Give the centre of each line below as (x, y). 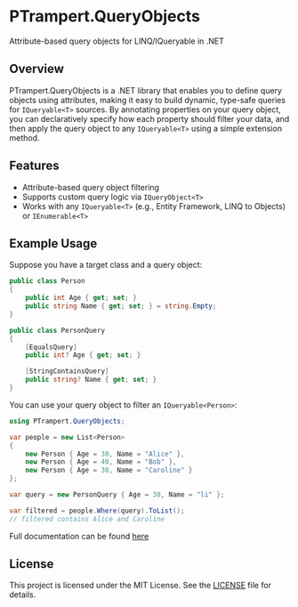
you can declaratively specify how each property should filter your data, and (149, 118)
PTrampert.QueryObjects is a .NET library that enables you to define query (146, 90)
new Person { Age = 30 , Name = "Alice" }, (105, 454)
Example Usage (53, 243)
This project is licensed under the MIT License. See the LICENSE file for (141, 586)
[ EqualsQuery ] (51, 347)
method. (24, 138)
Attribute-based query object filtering (91, 187)
